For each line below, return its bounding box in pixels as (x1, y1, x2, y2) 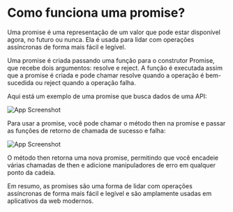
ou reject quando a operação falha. (35, 78, 136, 86)
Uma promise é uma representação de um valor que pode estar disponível (7, 28, 221, 36)
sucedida (7, 78, 34, 86)
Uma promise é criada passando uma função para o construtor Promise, (7, 56, 215, 64)
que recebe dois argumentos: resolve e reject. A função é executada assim (7, 63, 223, 72)
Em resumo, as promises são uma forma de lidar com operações (7, 181, 193, 190)
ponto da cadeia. (7, 168, 56, 176)
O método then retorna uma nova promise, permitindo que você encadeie (7, 153, 218, 162)
